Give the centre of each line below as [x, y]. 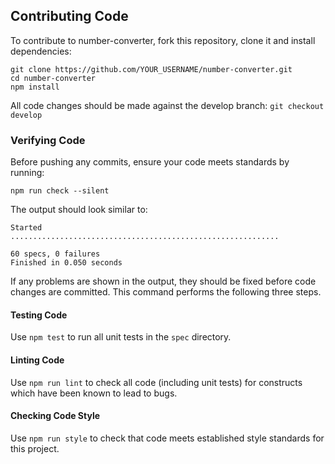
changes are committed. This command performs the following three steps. [166, 292]
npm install [35, 87]
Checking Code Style [55, 416]
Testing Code [39, 315]
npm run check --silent [60, 191]
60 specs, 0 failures [55, 254]
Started [26, 228]
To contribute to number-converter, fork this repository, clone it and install [163, 40]
